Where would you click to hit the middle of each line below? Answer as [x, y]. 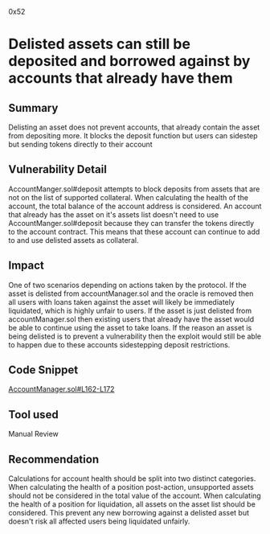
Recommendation [53, 459]
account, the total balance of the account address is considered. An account [135, 206]
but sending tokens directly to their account [80, 144]
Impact [26, 266]
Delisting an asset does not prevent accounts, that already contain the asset [134, 127]
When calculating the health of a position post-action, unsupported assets [131, 487]
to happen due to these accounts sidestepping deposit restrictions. [119, 344]
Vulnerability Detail [57, 169]
